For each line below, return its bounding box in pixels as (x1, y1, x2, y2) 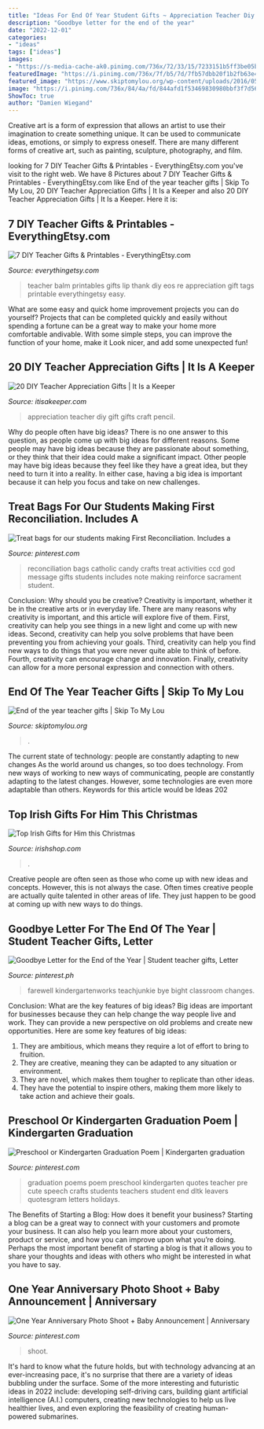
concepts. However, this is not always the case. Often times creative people (8, 883, 254, 892)
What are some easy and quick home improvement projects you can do (8, 304, 240, 314)
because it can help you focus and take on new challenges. (8, 477, 200, 487)
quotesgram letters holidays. (27, 1194, 120, 1203)
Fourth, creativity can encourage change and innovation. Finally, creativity (8, 654, 248, 663)
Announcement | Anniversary (8, 1295, 157, 1309)
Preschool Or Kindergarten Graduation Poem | (8, 1114, 238, 1128)
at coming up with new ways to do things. (8, 899, 143, 909)
